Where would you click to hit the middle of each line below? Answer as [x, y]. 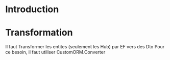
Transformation [39, 33]
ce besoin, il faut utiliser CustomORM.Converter [55, 52]
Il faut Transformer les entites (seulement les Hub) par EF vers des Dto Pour [85, 47]
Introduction [32, 9]
